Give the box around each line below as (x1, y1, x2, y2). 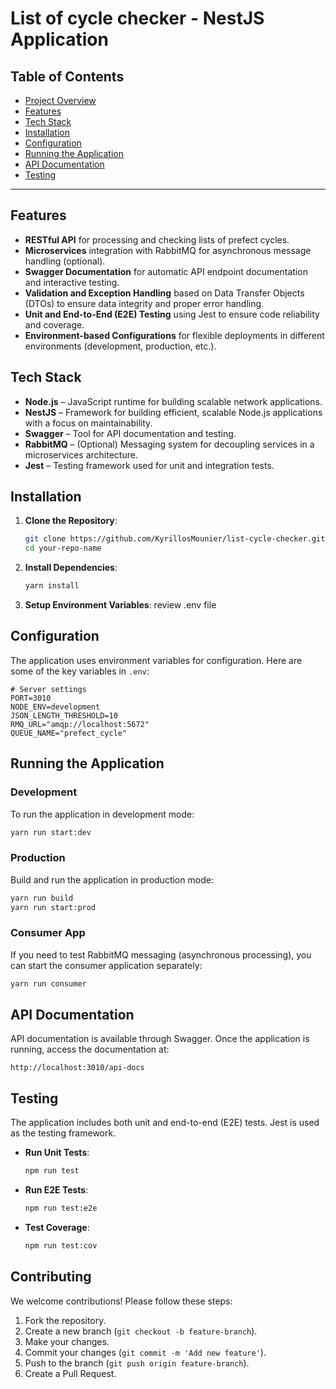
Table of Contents (10, 68, 125, 85)
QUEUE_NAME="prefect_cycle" (10, 728, 128, 738)
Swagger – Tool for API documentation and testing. (24, 427, 237, 439)
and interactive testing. (24, 276, 120, 288)
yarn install (24, 581, 80, 591)
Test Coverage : (24, 1222, 90, 1234)
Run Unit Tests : (24, 1147, 90, 1159)
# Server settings (10, 684, 87, 694)
